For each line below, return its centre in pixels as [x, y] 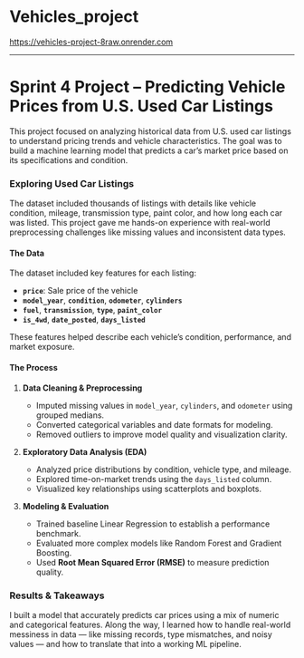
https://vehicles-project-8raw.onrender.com [91, 42]
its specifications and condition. [69, 160]
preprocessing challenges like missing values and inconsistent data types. [148, 232]
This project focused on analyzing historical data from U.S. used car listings [151, 131]
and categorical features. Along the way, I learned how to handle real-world [150, 624]
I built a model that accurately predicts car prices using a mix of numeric [144, 614]
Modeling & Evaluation [66, 506]
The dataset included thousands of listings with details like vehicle [133, 203]
